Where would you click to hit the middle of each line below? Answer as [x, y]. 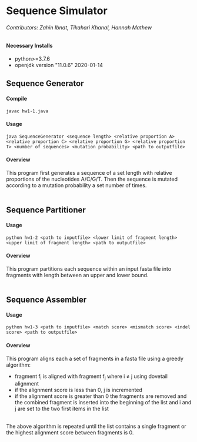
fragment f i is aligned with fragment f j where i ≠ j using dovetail [91, 377]
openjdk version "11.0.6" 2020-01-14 [59, 65]
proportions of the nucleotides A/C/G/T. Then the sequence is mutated [92, 179]
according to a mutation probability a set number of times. [76, 185]
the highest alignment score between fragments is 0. [70, 433]
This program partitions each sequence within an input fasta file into [89, 268]
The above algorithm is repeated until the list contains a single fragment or [96, 426]
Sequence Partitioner [46, 210]
